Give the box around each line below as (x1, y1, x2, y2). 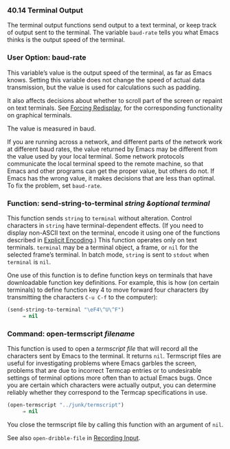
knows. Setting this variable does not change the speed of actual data (7, 76, 205, 84)
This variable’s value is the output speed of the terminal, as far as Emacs (7, 68, 212, 77)
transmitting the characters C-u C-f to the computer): (7, 292, 158, 301)
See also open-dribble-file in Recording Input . (7, 433, 141, 441)
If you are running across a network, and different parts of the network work (7, 137, 223, 146)
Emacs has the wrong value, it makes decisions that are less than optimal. (7, 174, 216, 182)
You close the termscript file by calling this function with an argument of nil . (7, 420, 224, 428)
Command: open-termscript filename (7, 329, 135, 338)
